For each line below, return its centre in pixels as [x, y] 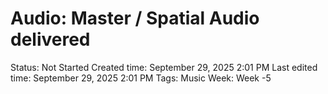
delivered [50, 39]
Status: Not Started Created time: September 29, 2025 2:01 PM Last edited [164, 67]
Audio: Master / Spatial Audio [135, 18]
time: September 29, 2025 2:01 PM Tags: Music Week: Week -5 [141, 78]
